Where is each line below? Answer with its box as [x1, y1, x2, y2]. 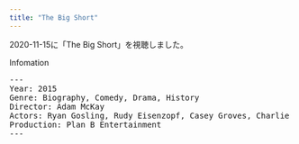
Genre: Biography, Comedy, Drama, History [9, 92, 200, 103]
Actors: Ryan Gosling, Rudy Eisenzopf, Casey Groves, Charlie [9, 110, 290, 121]
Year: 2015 [9, 83, 58, 94]
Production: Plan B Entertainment [9, 119, 162, 130]
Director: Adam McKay [9, 101, 105, 112]
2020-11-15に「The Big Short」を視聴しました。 [9, 39, 189, 49]
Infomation [9, 57, 50, 67]
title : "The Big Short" [9, 13, 99, 22]
